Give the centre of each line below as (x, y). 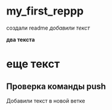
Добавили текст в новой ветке (46, 100)
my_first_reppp (45, 11)
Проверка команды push (56, 86)
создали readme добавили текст (48, 28)
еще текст (33, 64)
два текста (21, 39)
